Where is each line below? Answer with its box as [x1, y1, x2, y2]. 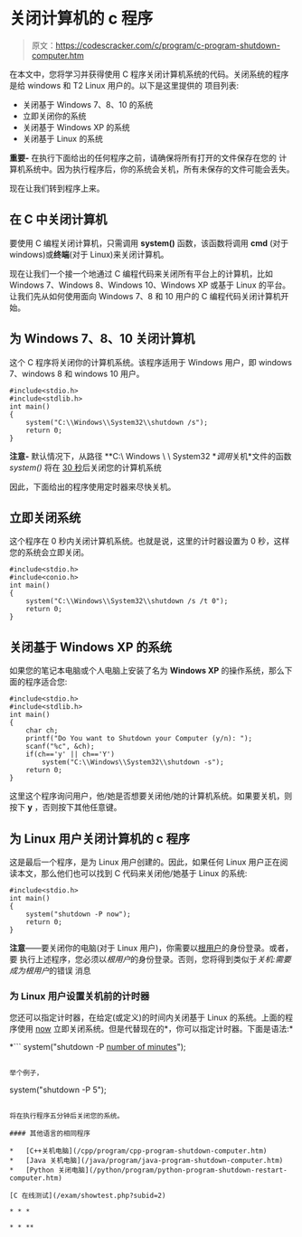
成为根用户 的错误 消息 [9, 965, 91, 976]
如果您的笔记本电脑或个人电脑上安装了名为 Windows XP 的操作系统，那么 [9, 666, 285, 676]
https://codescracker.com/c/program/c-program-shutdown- [55, 40, 280, 51]
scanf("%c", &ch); [25, 742, 95, 751]
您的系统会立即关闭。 [9, 547, 89, 558]
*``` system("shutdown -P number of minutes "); [9, 1042, 187, 1053]
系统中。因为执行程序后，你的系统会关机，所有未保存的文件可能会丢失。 [24, 164, 295, 175]
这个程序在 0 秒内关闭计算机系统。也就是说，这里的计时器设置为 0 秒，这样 [9, 535, 290, 547]
